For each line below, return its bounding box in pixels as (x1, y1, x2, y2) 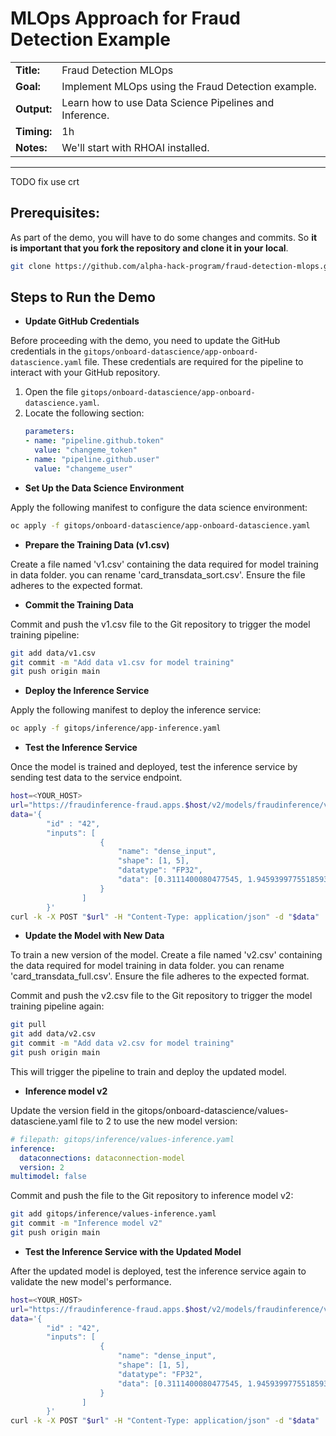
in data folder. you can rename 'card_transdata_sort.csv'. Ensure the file (10, 568, 306, 581)
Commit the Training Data (24, 598, 134, 611)
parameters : (24, 427, 75, 437)
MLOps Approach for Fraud (10, 7, 241, 30)
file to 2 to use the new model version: (79, 1115, 238, 1127)
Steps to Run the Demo (10, 289, 156, 306)
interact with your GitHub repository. (10, 367, 161, 379)
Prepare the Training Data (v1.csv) (24, 538, 170, 551)
